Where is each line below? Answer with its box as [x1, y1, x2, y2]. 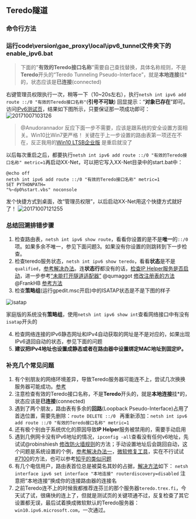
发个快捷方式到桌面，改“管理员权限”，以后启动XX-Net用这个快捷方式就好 [6, 198, 183, 205]
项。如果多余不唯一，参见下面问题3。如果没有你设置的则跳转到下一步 [14, 243, 183, 250]
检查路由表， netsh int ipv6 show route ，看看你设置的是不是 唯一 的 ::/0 [14, 235, 188, 242]
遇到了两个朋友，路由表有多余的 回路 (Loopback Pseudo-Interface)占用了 [14, 405, 189, 412]
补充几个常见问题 [6, 361, 54, 369]
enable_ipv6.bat [6, 49, 53, 57]
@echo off [6, 170, 30, 176]
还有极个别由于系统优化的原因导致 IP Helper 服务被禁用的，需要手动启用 [14, 426, 186, 433]
